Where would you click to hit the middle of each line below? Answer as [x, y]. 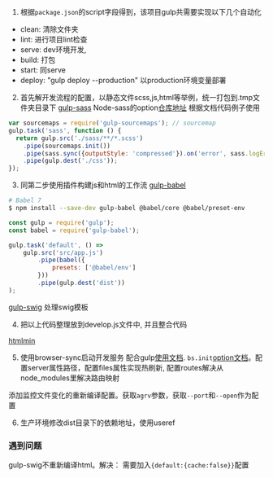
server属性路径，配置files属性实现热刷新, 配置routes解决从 [126, 367]
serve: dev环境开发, [53, 50]
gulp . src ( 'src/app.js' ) [63, 252]
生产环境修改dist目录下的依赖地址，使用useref [97, 423]
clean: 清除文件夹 [49, 29]
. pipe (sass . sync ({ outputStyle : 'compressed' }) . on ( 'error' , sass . [136, 153]
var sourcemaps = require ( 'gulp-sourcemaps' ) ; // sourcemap [113, 123]
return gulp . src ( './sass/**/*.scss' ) [80, 138]
